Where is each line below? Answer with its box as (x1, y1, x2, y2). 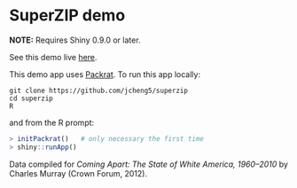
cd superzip (9, 94, 53, 103)
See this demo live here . (9, 51, 98, 62)
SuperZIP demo (9, 5, 126, 26)
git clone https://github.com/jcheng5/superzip (9, 86, 189, 95)
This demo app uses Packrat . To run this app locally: (9, 68, 201, 80)
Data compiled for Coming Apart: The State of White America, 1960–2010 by (9, 159, 288, 169)
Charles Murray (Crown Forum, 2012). (9, 168, 148, 178)
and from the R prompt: (9, 117, 95, 128)
